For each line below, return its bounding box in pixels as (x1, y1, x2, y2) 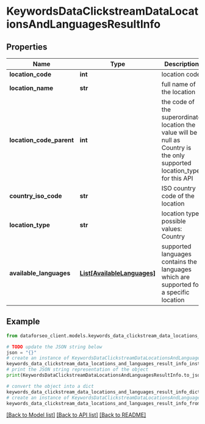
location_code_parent (9, 136, 74, 144)
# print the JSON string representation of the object (6, 366, 149, 373)
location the (161, 121, 196, 129)
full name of (161, 80, 196, 88)
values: (161, 225, 182, 233)
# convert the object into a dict (6, 383, 95, 389)
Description (164, 60, 200, 68)
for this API (161, 174, 193, 182)
